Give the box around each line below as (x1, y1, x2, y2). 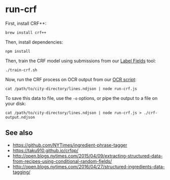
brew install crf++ (5, 30, 47, 35)
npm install (5, 49, 30, 54)
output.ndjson (5, 115, 36, 120)
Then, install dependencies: (5, 39, 63, 45)
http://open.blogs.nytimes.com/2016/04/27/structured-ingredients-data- (12, 163, 165, 169)
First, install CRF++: (5, 20, 47, 26)
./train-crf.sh (5, 67, 38, 73)
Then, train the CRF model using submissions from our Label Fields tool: (5, 57, 156, 64)
